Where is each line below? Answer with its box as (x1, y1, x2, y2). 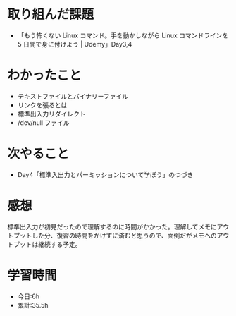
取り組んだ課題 (7, 6, 94, 23)
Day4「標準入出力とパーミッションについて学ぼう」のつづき (17, 170, 194, 178)
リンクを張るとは (17, 100, 68, 109)
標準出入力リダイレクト (17, 109, 86, 118)
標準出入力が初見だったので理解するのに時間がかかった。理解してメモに (7, 222, 217, 231)
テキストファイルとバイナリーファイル (17, 92, 129, 100)
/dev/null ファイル (17, 118, 70, 127)
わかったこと (7, 68, 82, 83)
